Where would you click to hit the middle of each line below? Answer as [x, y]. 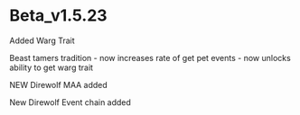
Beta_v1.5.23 [58, 16]
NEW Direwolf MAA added [59, 84]
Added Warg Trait [42, 40]
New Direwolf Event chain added [70, 102]
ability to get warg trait [51, 67]
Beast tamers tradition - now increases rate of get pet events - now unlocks [150, 57]
